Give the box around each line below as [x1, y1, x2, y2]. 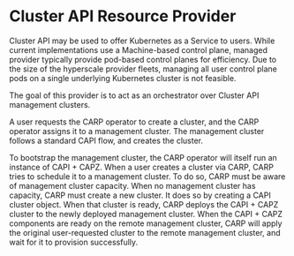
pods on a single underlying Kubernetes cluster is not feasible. [9, 72, 237, 83]
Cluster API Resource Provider [9, 6, 237, 26]
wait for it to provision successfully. [9, 237, 139, 247]
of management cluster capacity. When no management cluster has [9, 180, 256, 191]
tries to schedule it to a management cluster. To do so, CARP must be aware [9, 170, 286, 182]
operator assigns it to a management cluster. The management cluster [9, 125, 265, 136]
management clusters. [9, 99, 91, 109]
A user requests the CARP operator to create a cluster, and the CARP [9, 117, 260, 127]
